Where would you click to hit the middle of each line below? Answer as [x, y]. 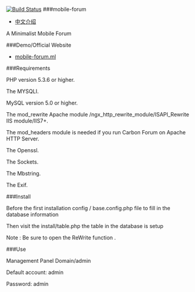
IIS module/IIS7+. [27, 121]
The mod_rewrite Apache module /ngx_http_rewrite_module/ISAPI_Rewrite [98, 114]
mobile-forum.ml [35, 56]
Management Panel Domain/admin [49, 261]
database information [32, 214]
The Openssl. [23, 150]
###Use [16, 249]
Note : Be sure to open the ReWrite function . [61, 238]
